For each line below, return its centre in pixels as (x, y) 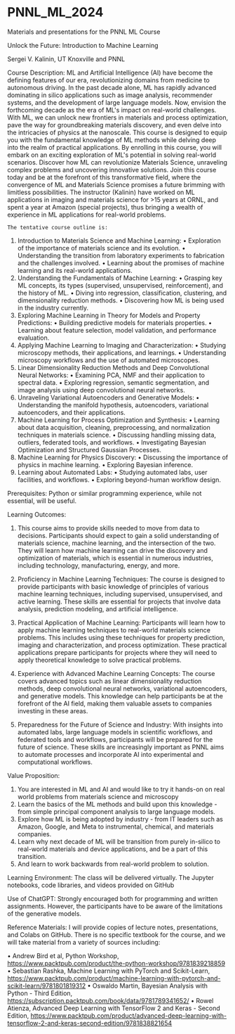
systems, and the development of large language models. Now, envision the (117, 102)
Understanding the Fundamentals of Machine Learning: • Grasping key (120, 278)
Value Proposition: (34, 775)
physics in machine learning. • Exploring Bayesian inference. (105, 464)
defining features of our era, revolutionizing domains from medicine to (109, 80)
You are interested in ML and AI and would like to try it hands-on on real (121, 789)
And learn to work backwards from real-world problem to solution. (113, 864)
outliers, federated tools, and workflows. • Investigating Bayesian (112, 442)
